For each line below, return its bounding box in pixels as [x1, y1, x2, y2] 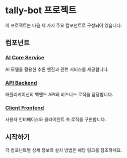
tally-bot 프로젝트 [5, 5, 77, 16]
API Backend [5, 79, 37, 86]
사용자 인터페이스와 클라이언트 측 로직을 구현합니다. [5, 116, 106, 123]
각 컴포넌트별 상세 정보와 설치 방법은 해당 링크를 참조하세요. [5, 147, 122, 153]
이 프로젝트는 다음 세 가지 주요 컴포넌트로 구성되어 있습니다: [5, 22, 122, 28]
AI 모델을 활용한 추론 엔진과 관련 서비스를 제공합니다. [5, 66, 109, 72]
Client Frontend [5, 104, 44, 111]
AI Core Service [5, 54, 44, 61]
